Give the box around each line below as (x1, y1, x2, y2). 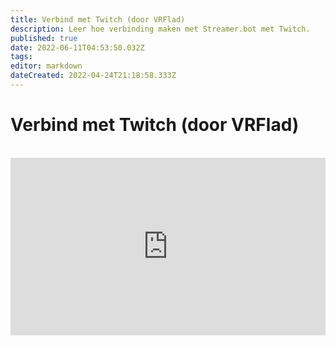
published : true (10, 33, 78, 43)
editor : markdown (10, 61, 83, 71)
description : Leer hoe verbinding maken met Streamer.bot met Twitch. (10, 24, 311, 34)
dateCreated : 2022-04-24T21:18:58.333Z (10, 71, 177, 81)
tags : (10, 52, 33, 62)
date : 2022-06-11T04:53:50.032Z (10, 42, 145, 53)
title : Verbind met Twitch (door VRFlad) (10, 14, 186, 25)
